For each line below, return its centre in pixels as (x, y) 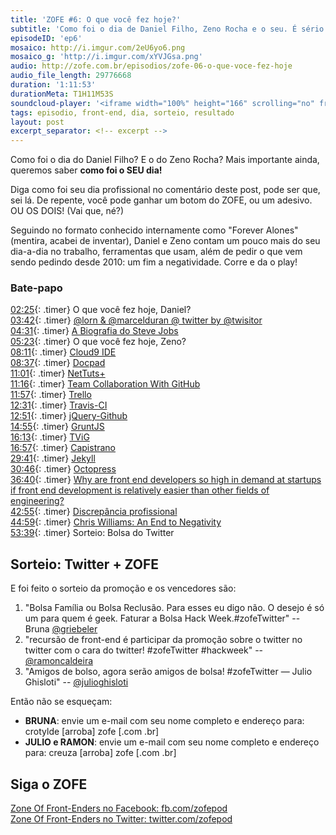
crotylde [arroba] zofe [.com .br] (92, 732)
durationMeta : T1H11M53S (62, 94)
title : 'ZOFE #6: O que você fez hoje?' (96, 19)
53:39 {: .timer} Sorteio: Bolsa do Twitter (92, 533)
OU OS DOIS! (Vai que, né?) (67, 211)
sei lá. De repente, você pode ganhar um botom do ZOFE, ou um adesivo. (161, 200)
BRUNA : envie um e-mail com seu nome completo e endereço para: (164, 721)
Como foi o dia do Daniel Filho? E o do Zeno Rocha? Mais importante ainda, (165, 160)
